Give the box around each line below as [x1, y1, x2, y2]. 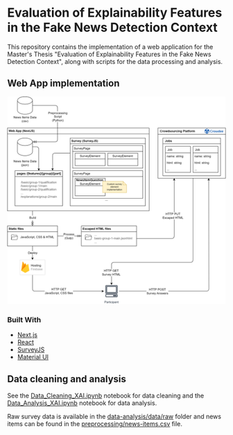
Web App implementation [7, 78, 120, 90]
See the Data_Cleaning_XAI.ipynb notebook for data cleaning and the [7, 391, 205, 400]
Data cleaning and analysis [7, 373, 127, 385]
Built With [7, 315, 42, 325]
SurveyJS [17, 345, 45, 354]
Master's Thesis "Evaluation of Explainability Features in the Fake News [7, 50, 212, 58]
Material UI [17, 353, 49, 361]
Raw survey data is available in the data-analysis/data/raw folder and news [7, 412, 222, 421]
